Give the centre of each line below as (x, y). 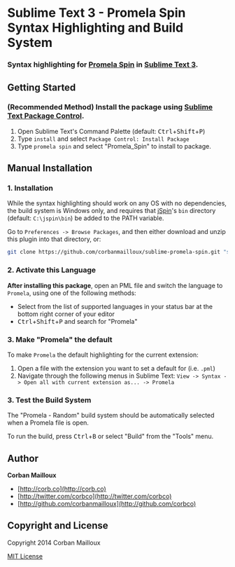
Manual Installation (50, 169)
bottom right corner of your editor (66, 314)
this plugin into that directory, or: (54, 239)
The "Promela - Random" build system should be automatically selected (111, 416)
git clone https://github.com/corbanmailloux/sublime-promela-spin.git (114, 252)
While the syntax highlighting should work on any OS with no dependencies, (117, 203)
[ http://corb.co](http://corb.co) (62, 489)
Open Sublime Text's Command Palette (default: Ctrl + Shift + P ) (111, 131)
